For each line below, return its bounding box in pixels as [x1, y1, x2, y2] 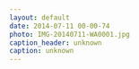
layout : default [9, 13, 70, 22]
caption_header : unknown [9, 38, 102, 47]
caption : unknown [9, 47, 74, 56]
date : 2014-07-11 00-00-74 [9, 22, 110, 30]
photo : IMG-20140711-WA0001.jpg [9, 30, 130, 39]
